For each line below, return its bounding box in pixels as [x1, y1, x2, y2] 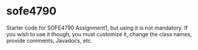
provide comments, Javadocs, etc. [6, 37, 93, 44]
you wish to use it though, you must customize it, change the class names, [6, 30, 192, 37]
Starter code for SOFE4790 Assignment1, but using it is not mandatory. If [6, 24, 188, 31]
